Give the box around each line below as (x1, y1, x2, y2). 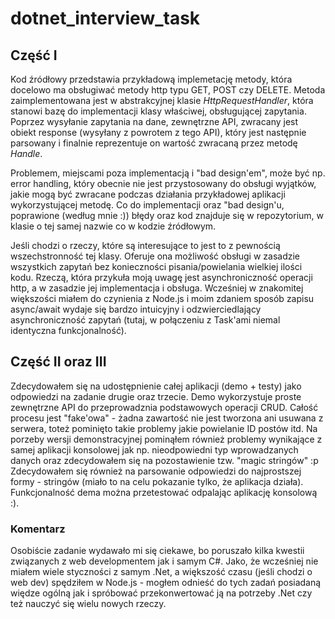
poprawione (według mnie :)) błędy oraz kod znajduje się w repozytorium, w (10, 210, 325, 221)
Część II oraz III (10, 353, 107, 371)
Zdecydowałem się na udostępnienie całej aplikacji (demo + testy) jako (10, 380, 302, 392)
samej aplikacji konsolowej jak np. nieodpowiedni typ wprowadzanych (10, 443, 299, 456)
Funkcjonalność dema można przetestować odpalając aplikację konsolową (10, 486, 318, 498)
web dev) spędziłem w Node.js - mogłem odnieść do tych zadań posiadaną (10, 577, 322, 589)
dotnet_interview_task (10, 7, 201, 30)
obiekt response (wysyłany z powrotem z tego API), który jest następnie (10, 127, 307, 138)
